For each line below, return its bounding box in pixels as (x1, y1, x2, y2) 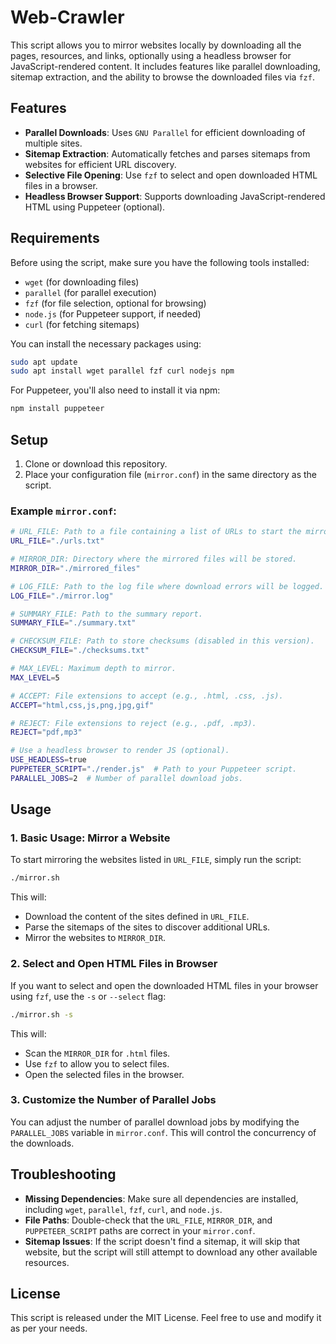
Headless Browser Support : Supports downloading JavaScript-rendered (24, 190, 326, 202)
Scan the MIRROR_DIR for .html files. (24, 1047, 171, 1059)
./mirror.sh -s (10, 1009, 74, 1020)
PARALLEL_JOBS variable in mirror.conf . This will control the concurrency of (10, 1126, 317, 1138)
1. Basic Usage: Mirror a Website (10, 831, 171, 845)
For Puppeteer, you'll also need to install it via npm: (10, 384, 221, 396)
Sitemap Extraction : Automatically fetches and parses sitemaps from (24, 147, 311, 160)
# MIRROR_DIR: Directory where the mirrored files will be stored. (10, 554, 298, 565)
